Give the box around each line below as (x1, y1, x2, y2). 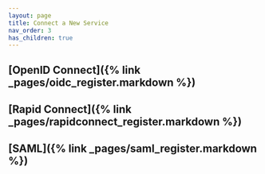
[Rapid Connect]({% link (8, 102, 132, 116)
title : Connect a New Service (8, 19, 109, 27)
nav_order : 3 (8, 26, 52, 34)
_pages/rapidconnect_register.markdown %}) (8, 115, 242, 129)
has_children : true (8, 33, 73, 42)
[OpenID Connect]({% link (8, 63, 141, 76)
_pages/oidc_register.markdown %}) (8, 75, 196, 89)
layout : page (8, 11, 52, 20)
